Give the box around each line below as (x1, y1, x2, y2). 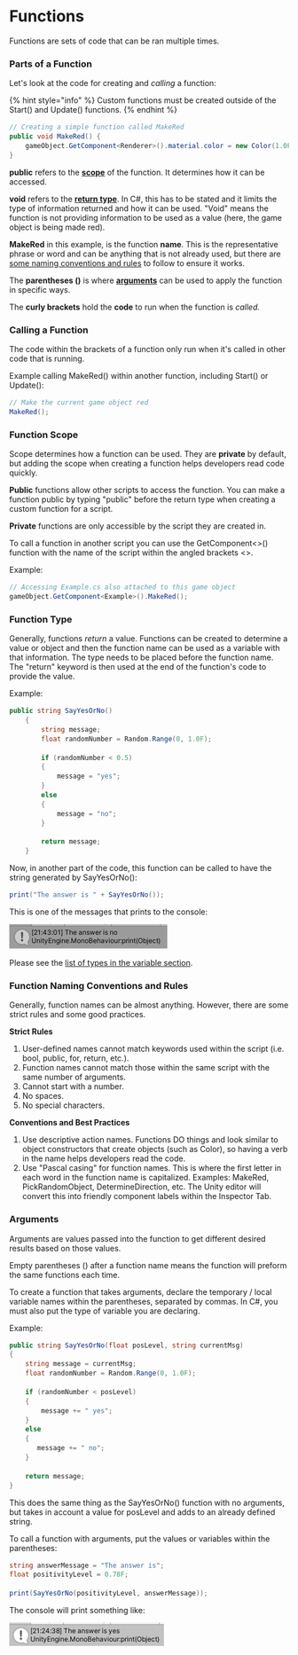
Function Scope (9, 428, 78, 441)
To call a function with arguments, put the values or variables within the (9, 1533, 271, 1544)
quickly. (9, 467, 38, 478)
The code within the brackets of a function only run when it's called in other (9, 344, 286, 355)
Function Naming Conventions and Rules (9, 979, 189, 992)
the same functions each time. (9, 1269, 121, 1280)
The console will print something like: (9, 1605, 145, 1616)
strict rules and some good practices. (9, 1009, 146, 1020)
